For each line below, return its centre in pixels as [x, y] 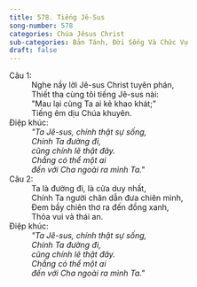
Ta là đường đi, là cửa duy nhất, [89, 189]
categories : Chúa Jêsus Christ [67, 34]
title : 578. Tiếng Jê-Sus [57, 17]
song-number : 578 [41, 26]
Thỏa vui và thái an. [67, 217]
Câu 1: [21, 75]
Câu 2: [21, 179]
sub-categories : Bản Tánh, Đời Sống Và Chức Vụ [99, 42]
